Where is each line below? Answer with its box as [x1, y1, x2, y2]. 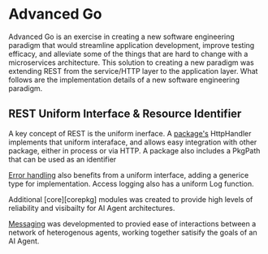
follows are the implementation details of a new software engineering [8, 75, 240, 84]
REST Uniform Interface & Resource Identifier [8, 107, 242, 121]
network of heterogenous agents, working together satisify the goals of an [8, 227, 257, 237]
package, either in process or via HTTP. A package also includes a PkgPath [8, 145, 261, 155]
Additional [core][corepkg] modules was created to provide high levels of [8, 194, 253, 204]
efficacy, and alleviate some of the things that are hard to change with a [8, 49, 249, 58]
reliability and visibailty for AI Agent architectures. [8, 203, 175, 213]
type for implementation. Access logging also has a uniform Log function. [8, 179, 254, 188]
